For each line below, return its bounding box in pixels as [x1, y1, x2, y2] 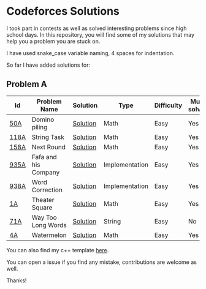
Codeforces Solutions [6, 4, 120, 18]
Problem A [6, 79, 47, 89]
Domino [31, 115, 55, 124]
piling [31, 122, 48, 131]
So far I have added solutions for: [6, 61, 91, 69]
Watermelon [31, 231, 67, 239]
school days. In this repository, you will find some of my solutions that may [6, 31, 195, 38]
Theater [31, 195, 55, 204]
